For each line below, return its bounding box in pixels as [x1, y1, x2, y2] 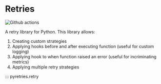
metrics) [12, 59, 29, 65]
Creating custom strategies [12, 38, 67, 44]
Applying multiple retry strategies [12, 64, 80, 70]
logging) [12, 49, 29, 54]
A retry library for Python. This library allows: [5, 29, 95, 34]
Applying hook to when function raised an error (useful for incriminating [12, 53, 157, 59]
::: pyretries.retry [5, 73, 39, 79]
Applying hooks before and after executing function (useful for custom [12, 43, 154, 49]
